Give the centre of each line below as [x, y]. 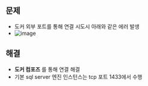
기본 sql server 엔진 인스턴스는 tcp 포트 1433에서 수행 [78, 76]
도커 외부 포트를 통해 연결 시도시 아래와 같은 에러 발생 [77, 26]
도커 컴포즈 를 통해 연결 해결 [47, 69]
